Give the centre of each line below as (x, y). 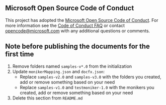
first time (20, 54)
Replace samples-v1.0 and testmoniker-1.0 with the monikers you (87, 87)
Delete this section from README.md (47, 98)
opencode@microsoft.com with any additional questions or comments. (78, 31)
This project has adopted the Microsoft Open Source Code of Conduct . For (82, 20)
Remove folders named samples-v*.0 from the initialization (72, 66)
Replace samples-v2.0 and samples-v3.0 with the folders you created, (90, 77)
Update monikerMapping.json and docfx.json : (59, 71)
